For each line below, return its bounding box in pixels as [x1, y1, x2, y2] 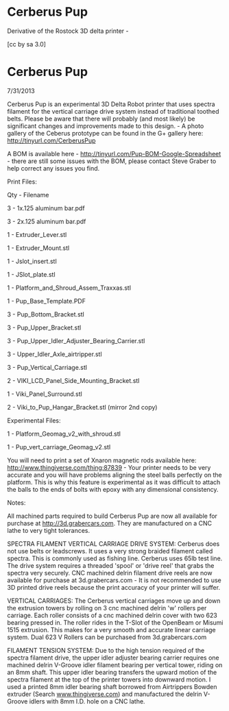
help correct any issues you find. [7, 164, 100, 172]
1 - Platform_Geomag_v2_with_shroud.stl [7, 429, 121, 438]
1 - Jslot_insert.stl [7, 257, 57, 265]
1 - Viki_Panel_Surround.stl [7, 390, 82, 398]
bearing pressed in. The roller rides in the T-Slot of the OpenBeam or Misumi [7, 618, 224, 627]
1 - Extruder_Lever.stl [7, 230, 67, 238]
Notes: [7, 498, 26, 507]
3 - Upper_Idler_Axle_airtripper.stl [7, 350, 102, 358]
